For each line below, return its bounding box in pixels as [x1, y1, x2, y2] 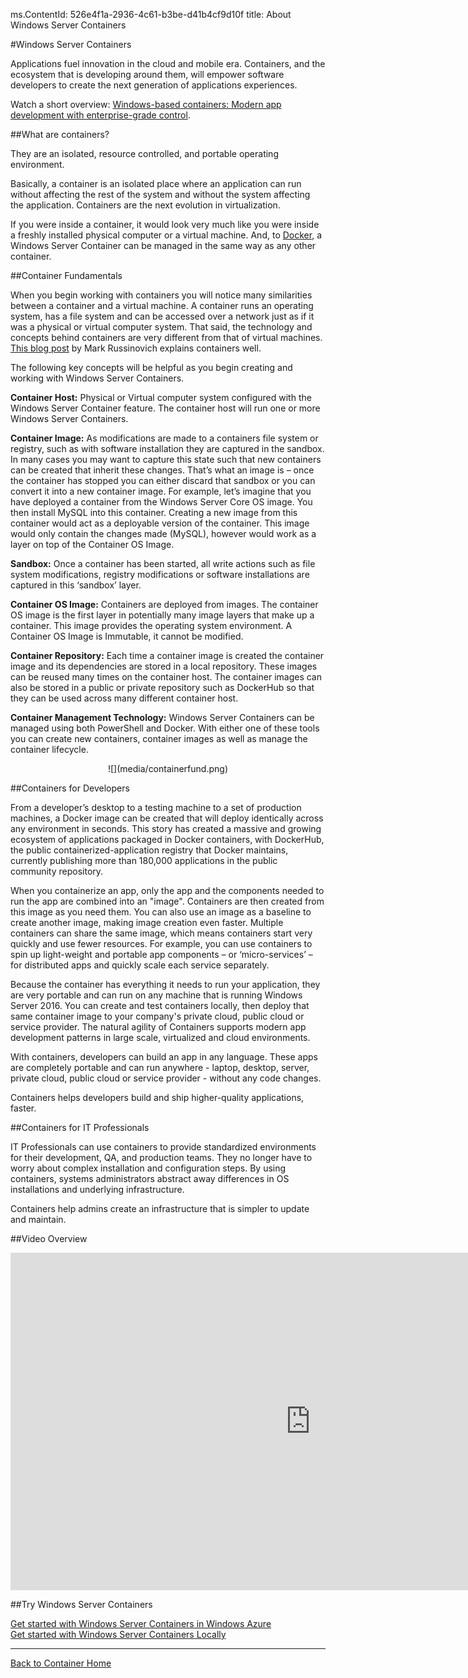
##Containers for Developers [10, 782, 130, 794]
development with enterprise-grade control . [10, 109, 191, 121]
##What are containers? [10, 129, 110, 140]
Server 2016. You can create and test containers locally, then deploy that [10, 1000, 310, 1011]
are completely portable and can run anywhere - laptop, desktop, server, [10, 1062, 310, 1073]
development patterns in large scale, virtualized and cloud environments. [10, 1032, 311, 1043]
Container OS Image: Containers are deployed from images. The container [10, 599, 319, 610]
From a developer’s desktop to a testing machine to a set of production [10, 802, 302, 813]
